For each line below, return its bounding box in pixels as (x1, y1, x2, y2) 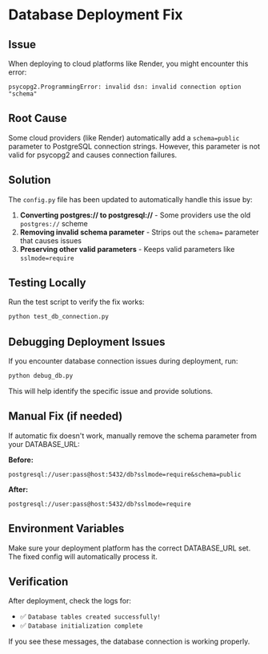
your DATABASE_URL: (8, 439, 80, 449)
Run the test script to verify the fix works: (8, 297, 145, 307)
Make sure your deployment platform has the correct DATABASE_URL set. (8, 543, 251, 553)
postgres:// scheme (19, 218, 88, 228)
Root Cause (8, 112, 68, 125)
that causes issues (19, 235, 82, 246)
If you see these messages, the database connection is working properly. (8, 636, 250, 647)
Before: (8, 455, 34, 465)
